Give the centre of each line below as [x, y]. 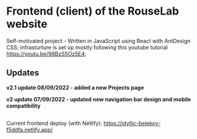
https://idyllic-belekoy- [132, 123]
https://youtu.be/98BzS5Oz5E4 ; [47, 53]
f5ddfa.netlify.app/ [29, 130]
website [27, 24]
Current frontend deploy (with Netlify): [54, 123]
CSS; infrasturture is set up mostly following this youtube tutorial [87, 47]
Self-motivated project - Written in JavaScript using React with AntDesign [98, 41]
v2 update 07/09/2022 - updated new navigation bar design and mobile [99, 99]
